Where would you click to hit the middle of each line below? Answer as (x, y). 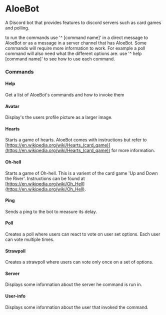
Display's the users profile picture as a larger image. (59, 117)
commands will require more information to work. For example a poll (75, 48)
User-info (15, 296)
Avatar (12, 106)
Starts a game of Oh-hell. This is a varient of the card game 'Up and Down (82, 173)
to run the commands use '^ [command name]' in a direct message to (77, 37)
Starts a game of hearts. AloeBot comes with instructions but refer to (76, 140)
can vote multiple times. (30, 239)
